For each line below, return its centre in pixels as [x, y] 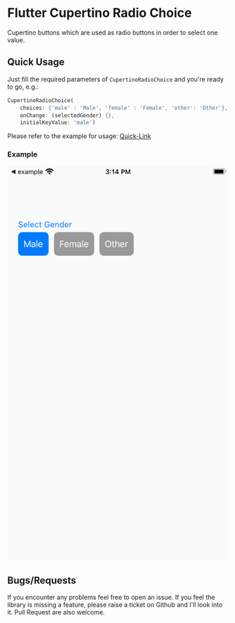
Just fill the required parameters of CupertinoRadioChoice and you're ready [115, 79]
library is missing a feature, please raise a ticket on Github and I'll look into [115, 605]
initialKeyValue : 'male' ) [58, 123]
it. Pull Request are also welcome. [56, 612]
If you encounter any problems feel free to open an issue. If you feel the [111, 598]
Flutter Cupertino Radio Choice [100, 13]
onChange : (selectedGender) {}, [67, 115]
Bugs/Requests [42, 580]
